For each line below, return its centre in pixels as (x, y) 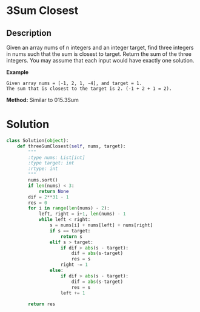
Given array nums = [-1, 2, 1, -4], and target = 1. (74, 83)
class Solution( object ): (38, 140)
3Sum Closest (42, 11)
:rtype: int (43, 169)
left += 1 (73, 293)
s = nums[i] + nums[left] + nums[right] (101, 225)
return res (42, 304)
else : (56, 271)
